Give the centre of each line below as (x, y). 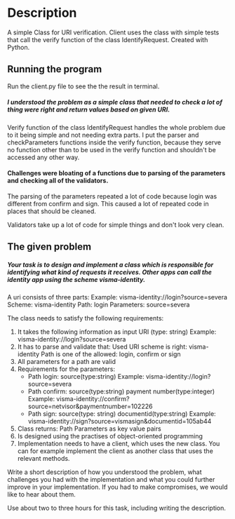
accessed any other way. (43, 157)
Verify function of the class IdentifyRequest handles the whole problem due (116, 127)
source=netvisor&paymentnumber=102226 (90, 406)
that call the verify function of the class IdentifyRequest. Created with (108, 39)
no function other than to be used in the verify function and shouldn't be (112, 149)
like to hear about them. (41, 494)
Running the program (55, 69)
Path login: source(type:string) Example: (86, 377)
